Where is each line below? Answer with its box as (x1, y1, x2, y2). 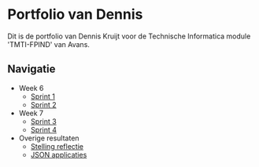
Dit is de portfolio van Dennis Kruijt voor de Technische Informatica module (7, 31, 251, 41)
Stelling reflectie (30, 141, 84, 151)
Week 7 (18, 108, 44, 118)
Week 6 (18, 83, 44, 93)
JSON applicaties (30, 150, 87, 159)
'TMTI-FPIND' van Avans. (7, 39, 90, 49)
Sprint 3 (30, 116, 57, 126)
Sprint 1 (30, 92, 56, 101)
